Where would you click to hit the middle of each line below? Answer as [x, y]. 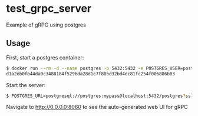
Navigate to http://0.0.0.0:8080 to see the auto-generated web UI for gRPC [97, 107]
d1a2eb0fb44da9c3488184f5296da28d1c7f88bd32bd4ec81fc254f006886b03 [91, 74]
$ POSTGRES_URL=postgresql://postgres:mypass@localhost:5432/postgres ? [96, 96]
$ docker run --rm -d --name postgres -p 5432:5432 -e [75, 68]
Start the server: [26, 85]
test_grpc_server [49, 9]
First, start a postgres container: [45, 57]
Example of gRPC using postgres [46, 25]
